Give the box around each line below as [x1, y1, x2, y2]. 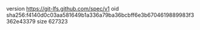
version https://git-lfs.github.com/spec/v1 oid [6, 5, 119, 12]
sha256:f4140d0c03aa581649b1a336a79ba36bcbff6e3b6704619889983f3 [6, 11, 195, 19]
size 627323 [36, 18, 68, 25]
